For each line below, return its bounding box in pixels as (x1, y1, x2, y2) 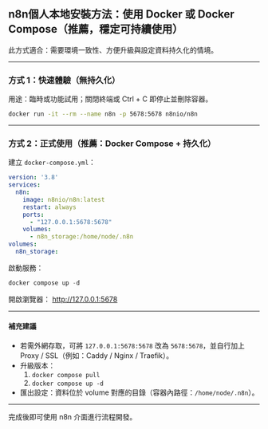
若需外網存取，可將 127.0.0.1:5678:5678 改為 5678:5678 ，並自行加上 (19, 340, 246, 350)
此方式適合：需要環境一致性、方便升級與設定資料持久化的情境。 (8, 45, 218, 54)
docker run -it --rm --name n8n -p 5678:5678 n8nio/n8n (8, 110, 198, 118)
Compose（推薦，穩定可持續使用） (8, 22, 183, 36)
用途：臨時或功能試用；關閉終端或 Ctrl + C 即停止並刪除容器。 (8, 94, 213, 104)
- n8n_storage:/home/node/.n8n (29, 233, 134, 241)
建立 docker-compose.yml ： (8, 158, 96, 167)
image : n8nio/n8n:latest (22, 195, 105, 203)
